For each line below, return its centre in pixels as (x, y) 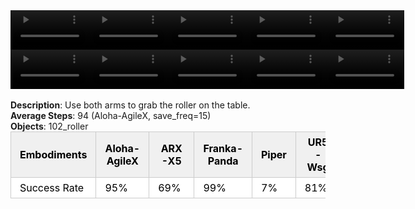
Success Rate (52, 187)
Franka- (223, 148)
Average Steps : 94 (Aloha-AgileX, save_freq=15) (111, 115)
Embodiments (53, 154)
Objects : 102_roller (49, 126)
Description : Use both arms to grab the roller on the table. (130, 105)
